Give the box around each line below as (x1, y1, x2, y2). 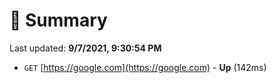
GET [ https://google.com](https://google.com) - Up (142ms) (23, 61, 267, 73)
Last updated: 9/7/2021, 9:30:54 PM (9, 42, 162, 54)
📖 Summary (9, 9, 108, 32)
